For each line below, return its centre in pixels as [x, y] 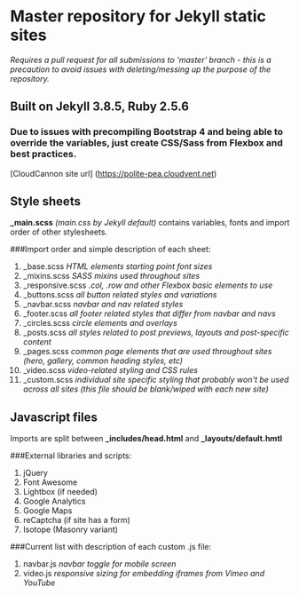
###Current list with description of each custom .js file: [111, 547]
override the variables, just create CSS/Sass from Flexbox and [146, 143]
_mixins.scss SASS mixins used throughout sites [111, 276]
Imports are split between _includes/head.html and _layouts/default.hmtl [146, 439]
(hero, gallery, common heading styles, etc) [103, 361]
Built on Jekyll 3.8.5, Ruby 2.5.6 [100, 107]
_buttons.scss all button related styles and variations [120, 295]
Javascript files [54, 417]
